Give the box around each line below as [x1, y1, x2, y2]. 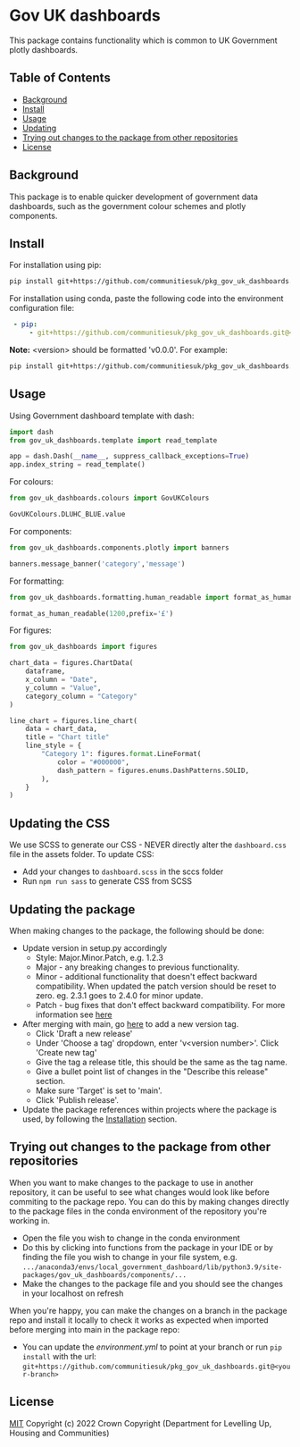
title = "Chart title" [25, 733, 110, 742]
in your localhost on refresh [21, 1288, 124, 1299]
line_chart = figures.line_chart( [9, 716, 138, 725]
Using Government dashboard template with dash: [9, 410, 195, 421]
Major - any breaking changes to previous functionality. [35, 962, 240, 972]
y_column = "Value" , [25, 683, 102, 693]
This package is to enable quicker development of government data [9, 191, 259, 202]
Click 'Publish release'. [35, 1094, 119, 1105]
